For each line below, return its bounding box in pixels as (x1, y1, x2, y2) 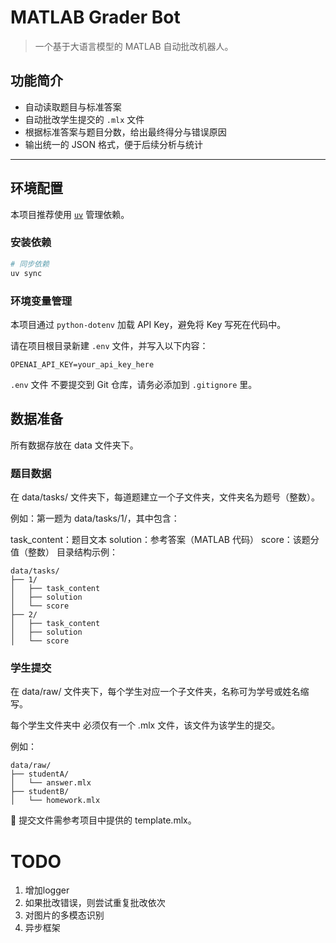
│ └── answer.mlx (10, 778, 92, 788)
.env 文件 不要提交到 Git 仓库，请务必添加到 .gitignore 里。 (10, 378, 258, 390)
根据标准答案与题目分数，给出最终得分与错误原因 (24, 126, 227, 138)
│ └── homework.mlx (10, 796, 101, 806)
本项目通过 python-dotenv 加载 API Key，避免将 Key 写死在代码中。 (10, 318, 287, 330)
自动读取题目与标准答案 (24, 101, 122, 113)
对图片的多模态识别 (24, 909, 105, 921)
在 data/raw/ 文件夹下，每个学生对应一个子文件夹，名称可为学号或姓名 (10, 686, 301, 698)
